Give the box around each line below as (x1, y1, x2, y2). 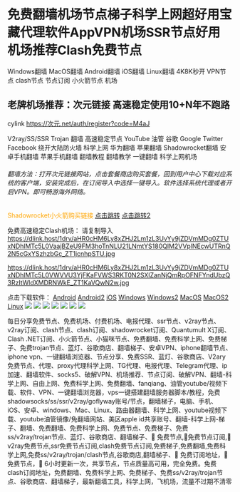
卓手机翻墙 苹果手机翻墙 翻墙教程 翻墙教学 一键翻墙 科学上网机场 (7, 152, 197, 160)
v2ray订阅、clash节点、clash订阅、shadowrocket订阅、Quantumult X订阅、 (7, 325, 231, 334)
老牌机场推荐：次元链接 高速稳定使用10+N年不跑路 (7, 99, 230, 111)
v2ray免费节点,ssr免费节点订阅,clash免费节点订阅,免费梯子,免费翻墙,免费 (7, 441, 220, 450)
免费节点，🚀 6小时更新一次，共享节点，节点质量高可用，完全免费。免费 (7, 459, 217, 468)
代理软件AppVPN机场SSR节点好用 (20, 24, 221, 41)
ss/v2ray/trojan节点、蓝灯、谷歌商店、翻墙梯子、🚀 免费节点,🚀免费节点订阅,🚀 (7, 432, 231, 441)
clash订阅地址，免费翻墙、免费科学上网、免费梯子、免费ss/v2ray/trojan (7, 468, 217, 476)
